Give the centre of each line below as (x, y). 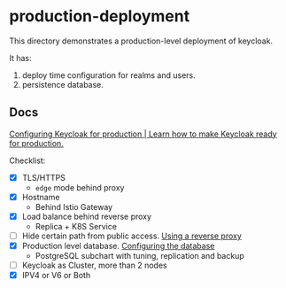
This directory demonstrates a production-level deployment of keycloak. (141, 41)
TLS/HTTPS (44, 177)
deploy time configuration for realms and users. (109, 75)
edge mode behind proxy (80, 187)
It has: (21, 58)
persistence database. (63, 84)
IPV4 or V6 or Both (56, 276)
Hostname (41, 197)
